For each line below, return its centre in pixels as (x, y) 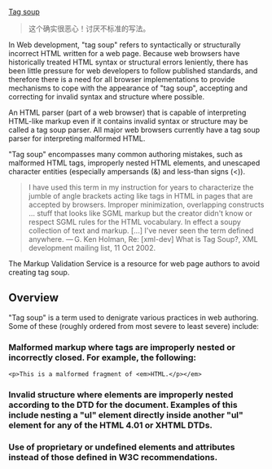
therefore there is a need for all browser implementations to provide (122, 79)
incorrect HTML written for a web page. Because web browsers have (124, 53)
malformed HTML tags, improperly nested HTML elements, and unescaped (134, 163)
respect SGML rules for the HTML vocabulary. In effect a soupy (135, 222)
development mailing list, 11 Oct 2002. (92, 248)
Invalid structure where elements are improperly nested (121, 395)
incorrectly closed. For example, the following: (103, 357)
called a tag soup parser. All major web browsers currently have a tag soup (134, 130)
